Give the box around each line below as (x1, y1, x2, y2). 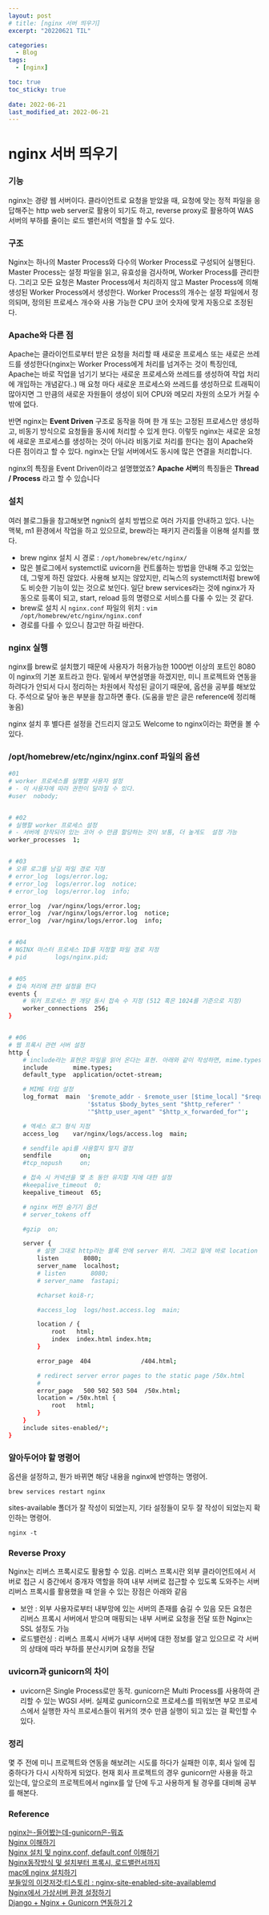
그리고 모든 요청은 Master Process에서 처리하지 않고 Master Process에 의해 (18, 278, 259, 287)
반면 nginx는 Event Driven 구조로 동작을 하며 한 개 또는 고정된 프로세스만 (8, 417, 239, 426)
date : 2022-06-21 (8, 100, 66, 108)
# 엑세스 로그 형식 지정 (22, 1122, 90, 1131)
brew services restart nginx (8, 1488, 106, 1496)
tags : (8, 56, 26, 64)
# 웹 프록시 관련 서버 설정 (8, 1041, 86, 1049)
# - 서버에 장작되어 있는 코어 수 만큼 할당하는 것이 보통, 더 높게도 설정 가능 (8, 829, 238, 837)
